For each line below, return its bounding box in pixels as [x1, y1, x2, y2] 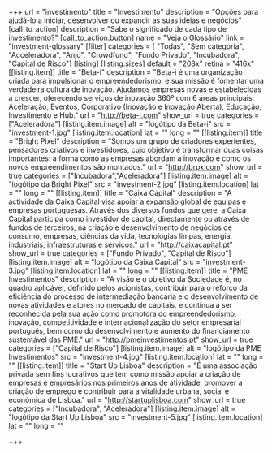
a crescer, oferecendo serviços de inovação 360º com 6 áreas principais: [8, 93, 255, 102]
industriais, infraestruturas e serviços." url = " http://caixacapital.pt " [8, 239, 233, 249]
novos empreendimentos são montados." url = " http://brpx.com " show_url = [8, 162, 262, 171]
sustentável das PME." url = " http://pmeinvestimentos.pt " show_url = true [8, 334, 253, 344]
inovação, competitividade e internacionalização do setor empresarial [8, 317, 242, 327]
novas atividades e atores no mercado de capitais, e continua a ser [8, 300, 233, 309]
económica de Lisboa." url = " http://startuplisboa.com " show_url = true [8, 395, 246, 404]
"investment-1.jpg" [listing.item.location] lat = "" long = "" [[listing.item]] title [8, 127, 263, 137]
